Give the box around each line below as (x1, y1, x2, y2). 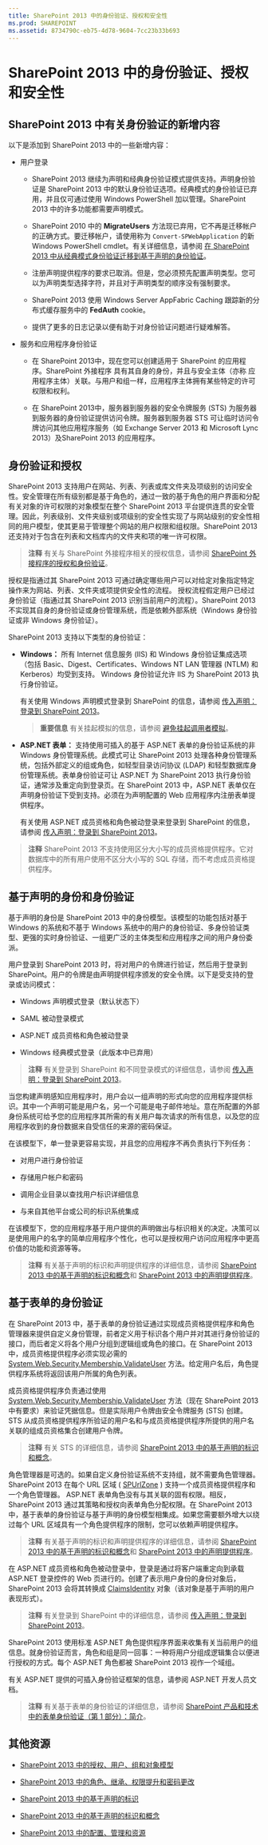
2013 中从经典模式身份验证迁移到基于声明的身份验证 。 (31, 251, 211, 261)
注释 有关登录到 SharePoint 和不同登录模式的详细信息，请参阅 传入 (27, 1065, 247, 1074)
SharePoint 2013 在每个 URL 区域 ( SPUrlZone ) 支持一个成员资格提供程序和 (8, 1480, 256, 1489)
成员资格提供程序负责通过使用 (8, 1385, 106, 1395)
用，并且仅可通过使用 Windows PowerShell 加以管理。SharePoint (31, 194, 246, 204)
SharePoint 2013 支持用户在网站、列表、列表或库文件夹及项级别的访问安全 (8, 481, 253, 492)
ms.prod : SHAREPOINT (8, 19, 77, 27)
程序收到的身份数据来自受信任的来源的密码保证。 (14, 1122, 176, 1131)
